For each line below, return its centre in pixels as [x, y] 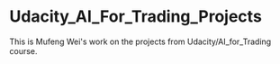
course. [23, 50]
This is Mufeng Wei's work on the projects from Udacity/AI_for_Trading [140, 41]
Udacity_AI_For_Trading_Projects [136, 17]
